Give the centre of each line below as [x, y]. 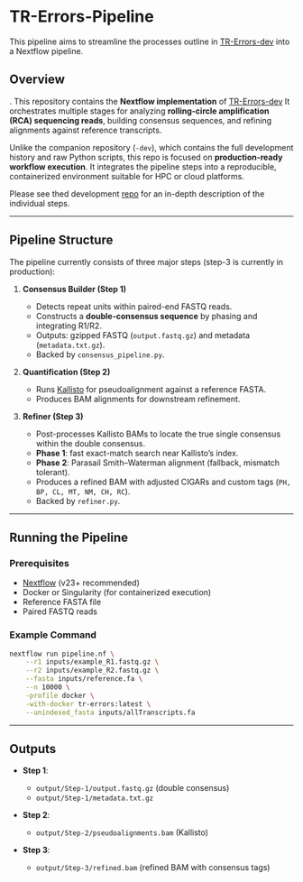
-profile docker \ [60, 695]
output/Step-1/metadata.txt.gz [95, 799]
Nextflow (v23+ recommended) [81, 583]
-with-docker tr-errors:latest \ [88, 704]
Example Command [53, 635]
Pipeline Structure [61, 240]
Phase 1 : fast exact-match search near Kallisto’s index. [137, 453]
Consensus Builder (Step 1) [74, 289]
